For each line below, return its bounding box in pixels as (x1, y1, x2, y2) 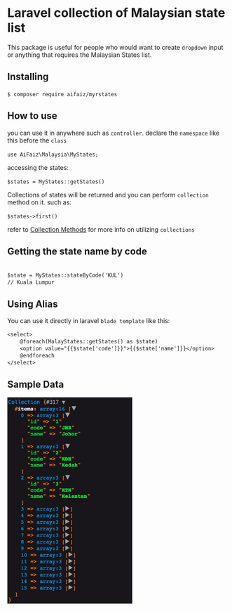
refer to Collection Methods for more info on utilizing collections (7, 225, 195, 233)
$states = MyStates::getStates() (7, 178, 105, 185)
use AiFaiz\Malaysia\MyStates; (7, 151, 99, 158)
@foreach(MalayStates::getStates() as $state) (20, 339, 158, 346)
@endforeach (20, 353, 55, 360)
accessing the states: (7, 163, 69, 171)
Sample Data (7, 378, 64, 390)
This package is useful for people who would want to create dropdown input (7, 43, 224, 51)
